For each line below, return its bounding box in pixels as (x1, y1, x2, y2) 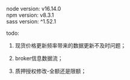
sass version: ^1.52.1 (6, 18, 56, 25)
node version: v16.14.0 (6, 5, 61, 12)
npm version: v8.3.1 (6, 11, 54, 19)
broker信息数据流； (14, 55, 63, 62)
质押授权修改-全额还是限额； (14, 67, 87, 75)
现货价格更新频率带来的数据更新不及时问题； (14, 42, 126, 49)
